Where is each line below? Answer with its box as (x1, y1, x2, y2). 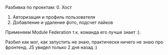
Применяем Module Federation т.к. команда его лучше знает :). (5, 29, 141, 35)
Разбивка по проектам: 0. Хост (5, 5, 72, 10)
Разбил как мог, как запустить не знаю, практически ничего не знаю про (5, 39, 163, 45)
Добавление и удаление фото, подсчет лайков (12, 20, 114, 25)
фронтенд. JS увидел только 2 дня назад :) (5, 44, 97, 50)
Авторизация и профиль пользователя (12, 14, 95, 20)
